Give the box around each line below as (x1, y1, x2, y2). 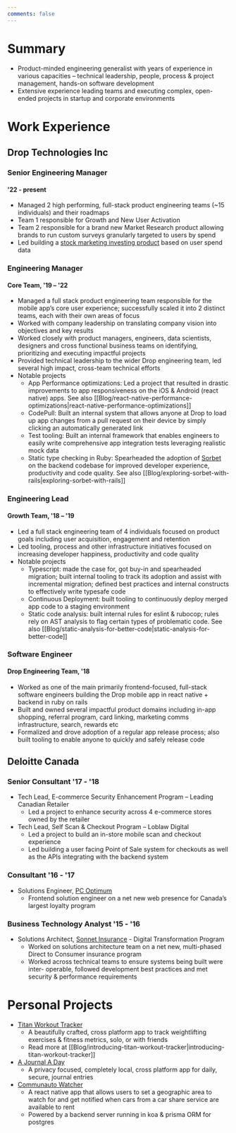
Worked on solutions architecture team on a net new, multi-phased (27, 942, 222, 950)
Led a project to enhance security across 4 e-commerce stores (27, 808, 212, 816)
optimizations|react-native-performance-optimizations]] (27, 401, 192, 410)
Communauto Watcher (17, 1080, 83, 1089)
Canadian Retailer (17, 800, 69, 809)
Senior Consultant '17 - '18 (7, 776, 100, 786)
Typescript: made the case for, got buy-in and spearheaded (27, 565, 202, 573)
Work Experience (7, 118, 111, 135)
